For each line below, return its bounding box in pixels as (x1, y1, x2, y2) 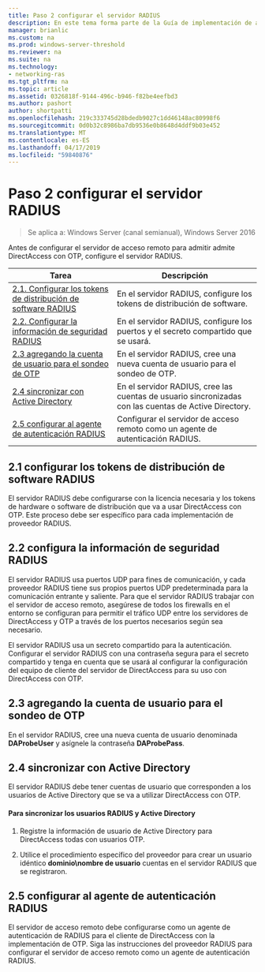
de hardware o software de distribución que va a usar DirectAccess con (8, 502, 242, 511)
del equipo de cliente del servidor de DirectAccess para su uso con (8, 665, 227, 675)
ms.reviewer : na (8, 48, 62, 56)
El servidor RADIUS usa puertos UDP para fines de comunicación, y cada (8, 574, 246, 584)
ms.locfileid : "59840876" (8, 151, 93, 159)
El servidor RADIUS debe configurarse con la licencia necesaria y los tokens (8, 494, 256, 503)
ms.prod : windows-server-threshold (8, 41, 125, 49)
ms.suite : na (8, 56, 51, 64)
